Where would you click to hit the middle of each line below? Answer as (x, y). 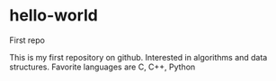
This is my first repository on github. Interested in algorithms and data (138, 57)
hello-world (54, 16)
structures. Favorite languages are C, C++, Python (102, 67)
